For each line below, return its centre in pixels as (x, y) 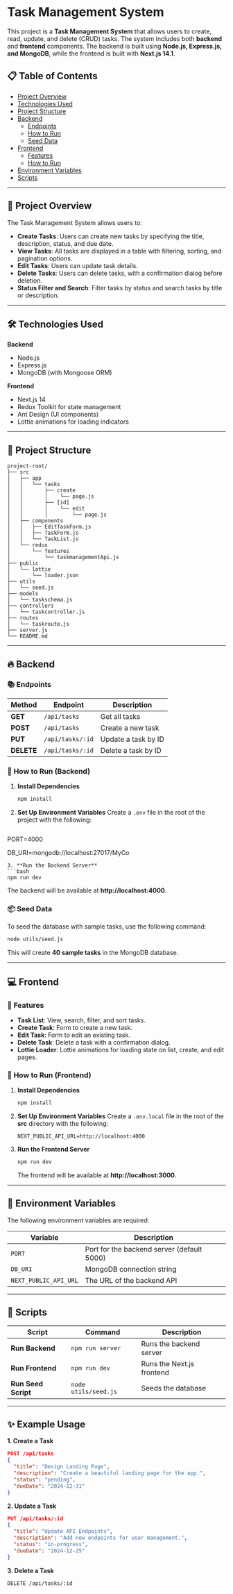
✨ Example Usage (46, 1424)
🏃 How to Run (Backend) (49, 771)
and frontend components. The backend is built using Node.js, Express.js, (114, 46)
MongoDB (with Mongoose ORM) (64, 373)
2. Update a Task (32, 1506)
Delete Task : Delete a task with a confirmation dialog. (94, 1042)
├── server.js (28, 630)
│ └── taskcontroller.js (46, 612)
